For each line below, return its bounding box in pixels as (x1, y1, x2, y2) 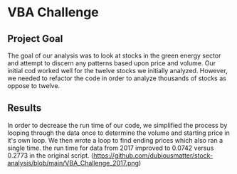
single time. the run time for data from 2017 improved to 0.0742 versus (7, 143, 214, 152)
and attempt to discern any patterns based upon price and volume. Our (7, 59, 216, 67)
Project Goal (7, 33, 63, 45)
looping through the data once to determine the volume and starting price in (7, 129, 230, 137)
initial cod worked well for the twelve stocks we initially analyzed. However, (7, 67, 228, 75)
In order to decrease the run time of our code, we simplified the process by (7, 121, 228, 129)
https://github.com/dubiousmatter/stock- (93, 151, 214, 160)
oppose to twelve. (7, 82, 60, 89)
